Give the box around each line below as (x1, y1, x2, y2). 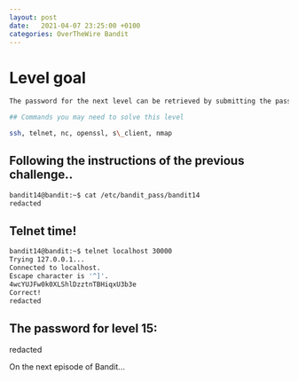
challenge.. (9, 167, 74, 183)
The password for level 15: (9, 321, 158, 336)
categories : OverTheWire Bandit (9, 29, 129, 38)
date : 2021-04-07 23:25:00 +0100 (9, 21, 141, 30)
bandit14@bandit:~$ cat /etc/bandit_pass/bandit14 (9, 190, 200, 199)
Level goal (9, 67, 87, 88)
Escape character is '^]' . (9, 271, 109, 280)
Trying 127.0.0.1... (9, 255, 86, 264)
